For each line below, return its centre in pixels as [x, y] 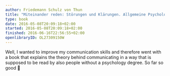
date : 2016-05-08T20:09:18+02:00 [40, 24]
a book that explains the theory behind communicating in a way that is [78, 57]
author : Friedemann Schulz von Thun [44, 10]
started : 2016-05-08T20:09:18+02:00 [44, 28]
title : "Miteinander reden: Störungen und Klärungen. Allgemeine [75, 14]
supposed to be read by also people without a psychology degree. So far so [84, 62]
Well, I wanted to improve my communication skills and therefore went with [83, 52]
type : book [17, 19]
